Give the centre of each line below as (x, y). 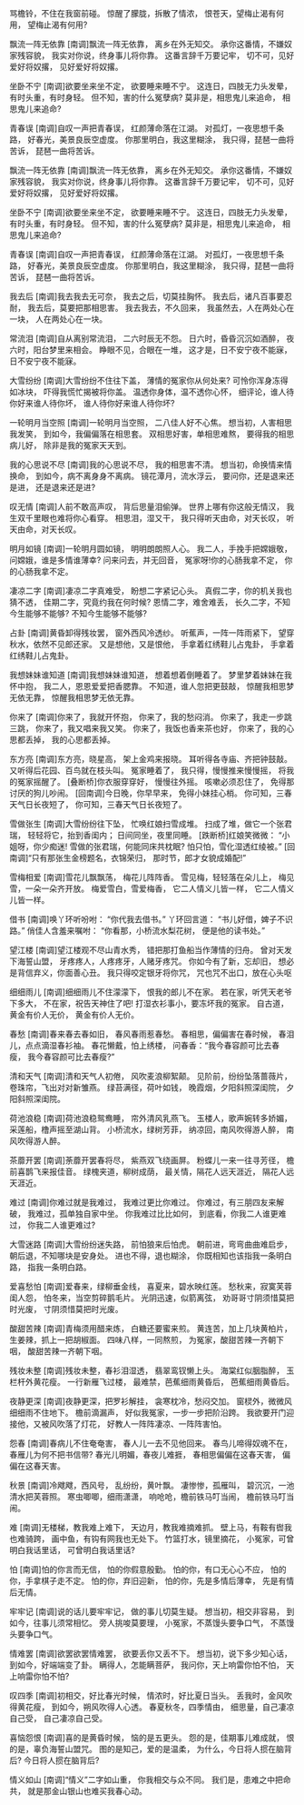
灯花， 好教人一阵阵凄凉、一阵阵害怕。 (153, 1424)
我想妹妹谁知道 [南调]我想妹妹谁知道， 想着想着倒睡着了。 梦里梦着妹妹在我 (151, 675)
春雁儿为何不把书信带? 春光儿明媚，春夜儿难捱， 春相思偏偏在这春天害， (145, 1454)
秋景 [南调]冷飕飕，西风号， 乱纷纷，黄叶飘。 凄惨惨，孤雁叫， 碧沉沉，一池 (152, 1485)
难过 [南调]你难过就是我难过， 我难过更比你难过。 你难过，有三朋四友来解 (147, 1202)
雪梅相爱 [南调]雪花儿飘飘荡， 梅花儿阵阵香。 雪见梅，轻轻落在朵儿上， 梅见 (152, 877)
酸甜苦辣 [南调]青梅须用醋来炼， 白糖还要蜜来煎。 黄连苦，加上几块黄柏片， (151, 1329)
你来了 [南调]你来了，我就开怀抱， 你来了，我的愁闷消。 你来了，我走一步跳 (151, 717)
